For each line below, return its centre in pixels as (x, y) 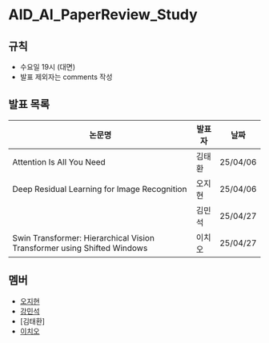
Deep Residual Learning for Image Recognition (100, 189)
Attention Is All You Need (59, 162)
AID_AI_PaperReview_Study (103, 15)
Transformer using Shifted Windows (80, 248)
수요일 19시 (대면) (48, 67)
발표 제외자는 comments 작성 (66, 77)
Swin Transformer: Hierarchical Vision (83, 237)
